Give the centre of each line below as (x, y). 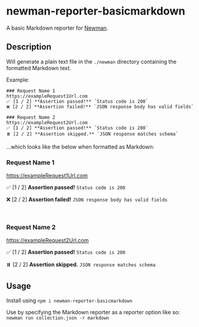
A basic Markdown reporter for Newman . (57, 28)
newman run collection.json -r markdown (58, 318)
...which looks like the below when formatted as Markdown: (80, 147)
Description (29, 47)
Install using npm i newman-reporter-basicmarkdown (70, 300)
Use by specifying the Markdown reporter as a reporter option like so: (93, 312)
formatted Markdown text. (39, 68)
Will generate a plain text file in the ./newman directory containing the (91, 61)
